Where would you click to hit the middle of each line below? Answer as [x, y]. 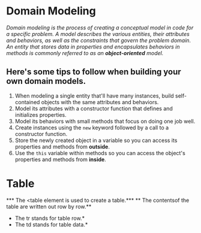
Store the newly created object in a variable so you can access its [96, 140]
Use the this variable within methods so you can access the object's [100, 153]
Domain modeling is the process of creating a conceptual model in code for [100, 28]
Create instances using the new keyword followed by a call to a [92, 128]
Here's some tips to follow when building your [94, 72]
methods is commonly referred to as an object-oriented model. [85, 53]
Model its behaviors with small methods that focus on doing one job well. [105, 121]
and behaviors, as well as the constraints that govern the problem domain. [99, 40]
